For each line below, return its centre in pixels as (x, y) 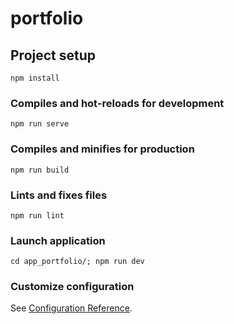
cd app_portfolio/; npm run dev (77, 262)
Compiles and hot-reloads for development (117, 103)
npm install (35, 78)
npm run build (40, 170)
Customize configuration (72, 287)
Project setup (53, 55)
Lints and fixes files (59, 195)
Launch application (58, 240)
